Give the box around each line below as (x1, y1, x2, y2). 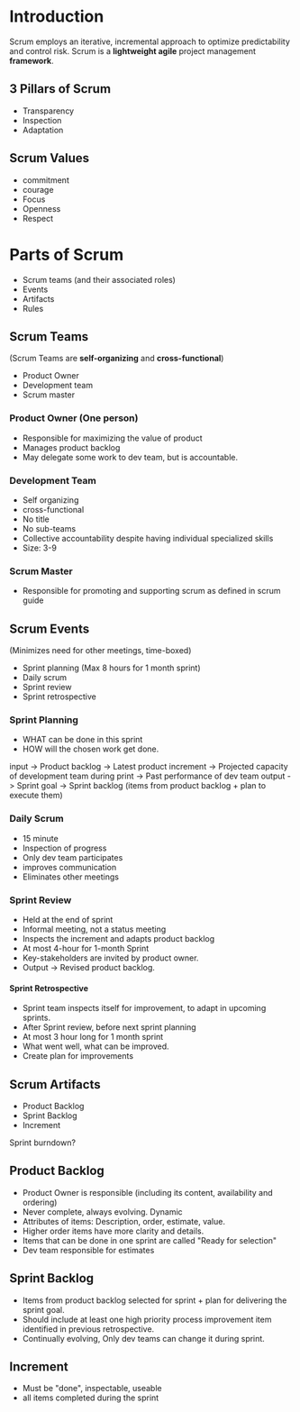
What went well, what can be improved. (22, 1041, 169, 1052)
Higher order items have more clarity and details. (22, 1225, 205, 1236)
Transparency (22, 105, 75, 116)
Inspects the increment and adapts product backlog (22, 933, 215, 943)
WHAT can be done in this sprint (22, 734, 143, 745)
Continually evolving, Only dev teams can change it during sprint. (22, 1333, 266, 1344)
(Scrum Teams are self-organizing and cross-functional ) (9, 353, 224, 364)
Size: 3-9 (22, 542, 57, 553)
